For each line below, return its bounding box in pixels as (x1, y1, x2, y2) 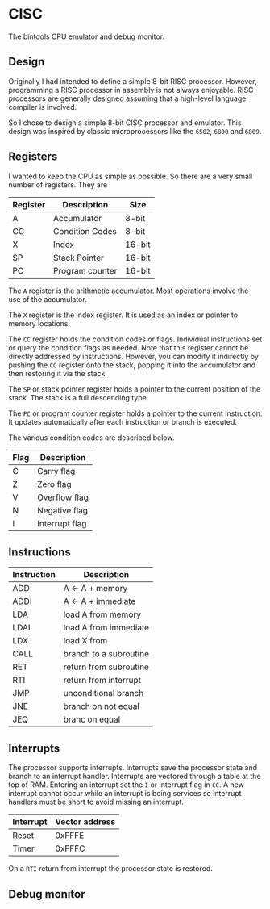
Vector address (55, 816, 116, 827)
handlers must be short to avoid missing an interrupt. (8, 797, 184, 807)
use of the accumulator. (8, 294, 87, 304)
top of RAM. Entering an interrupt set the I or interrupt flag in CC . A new (8, 780, 244, 790)
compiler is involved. (8, 102, 77, 111)
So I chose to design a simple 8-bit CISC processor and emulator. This (8, 118, 242, 128)
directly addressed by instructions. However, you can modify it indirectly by (8, 351, 260, 361)
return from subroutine (63, 661, 149, 672)
